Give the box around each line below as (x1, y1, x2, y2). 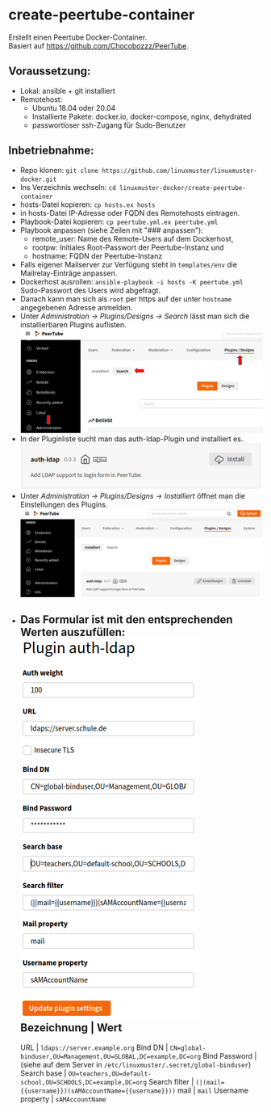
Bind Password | (202, 1051, 257, 1060)
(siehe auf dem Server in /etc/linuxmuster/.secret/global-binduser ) (19, 1059, 252, 1069)
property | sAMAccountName (19, 1093, 106, 1104)
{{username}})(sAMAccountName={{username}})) (19, 1087, 176, 1095)
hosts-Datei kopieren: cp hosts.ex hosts (19, 200, 156, 209)
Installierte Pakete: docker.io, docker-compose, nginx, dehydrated (31, 112, 252, 121)
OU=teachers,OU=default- (68, 1069, 152, 1078)
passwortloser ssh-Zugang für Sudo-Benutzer (31, 120, 186, 130)
